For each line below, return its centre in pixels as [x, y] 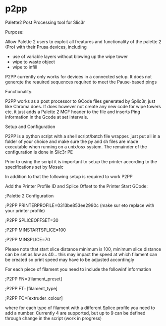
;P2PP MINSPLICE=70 [28, 239]
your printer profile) [25, 210]
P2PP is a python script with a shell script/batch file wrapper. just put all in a [83, 136]
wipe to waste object [34, 62]
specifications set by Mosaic [34, 167]
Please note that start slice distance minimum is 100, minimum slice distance [83, 249]
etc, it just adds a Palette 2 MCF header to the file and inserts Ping [73, 112]
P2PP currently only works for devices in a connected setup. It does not [79, 76]
